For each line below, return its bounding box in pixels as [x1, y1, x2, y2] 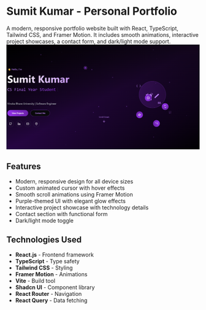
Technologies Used [6, 234, 82, 245]
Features [6, 161, 41, 172]
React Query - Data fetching [15, 296, 88, 304]
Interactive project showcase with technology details [15, 204, 149, 211]
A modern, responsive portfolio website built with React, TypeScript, [6, 25, 179, 32]
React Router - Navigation [15, 290, 82, 297]
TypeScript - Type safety [15, 257, 80, 265]
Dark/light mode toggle [15, 217, 74, 224]
